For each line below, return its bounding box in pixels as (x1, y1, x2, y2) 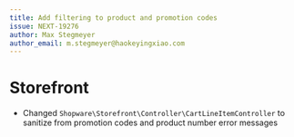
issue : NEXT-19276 (9, 22, 79, 31)
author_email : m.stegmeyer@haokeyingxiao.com (9, 38, 185, 48)
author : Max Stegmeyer (9, 30, 96, 39)
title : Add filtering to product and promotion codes (9, 13, 218, 23)
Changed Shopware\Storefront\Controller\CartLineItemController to (22, 108, 285, 119)
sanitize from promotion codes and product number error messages (22, 117, 279, 128)
